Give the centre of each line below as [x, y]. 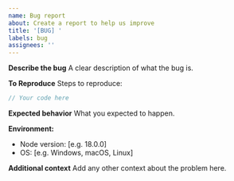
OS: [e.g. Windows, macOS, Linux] [76, 153]
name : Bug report [37, 16]
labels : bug [28, 38]
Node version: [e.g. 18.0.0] [63, 144]
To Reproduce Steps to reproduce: [65, 84]
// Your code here [39, 98]
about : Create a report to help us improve [82, 23]
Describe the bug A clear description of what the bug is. [101, 68]
